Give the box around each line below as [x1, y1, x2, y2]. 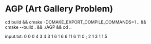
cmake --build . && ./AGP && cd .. [5, 24, 72, 30]
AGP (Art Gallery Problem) [5, 3, 113, 14]
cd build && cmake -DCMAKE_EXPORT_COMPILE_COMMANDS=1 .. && [5, 19, 147, 25]
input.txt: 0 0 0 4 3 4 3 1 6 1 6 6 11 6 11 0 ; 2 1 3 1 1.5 [5, 33, 108, 39]
